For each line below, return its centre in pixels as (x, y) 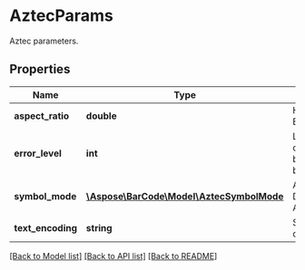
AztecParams (61, 16)
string (99, 227)
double (101, 116)
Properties (40, 69)
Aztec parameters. (44, 41)
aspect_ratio (42, 116)
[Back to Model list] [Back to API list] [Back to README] (113, 256)
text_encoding (46, 227)
